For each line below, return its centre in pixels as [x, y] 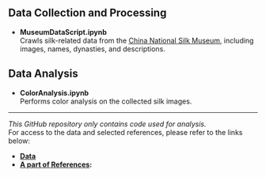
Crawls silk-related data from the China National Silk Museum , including [137, 40]
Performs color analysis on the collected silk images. [106, 101]
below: [19, 141]
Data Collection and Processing [87, 13]
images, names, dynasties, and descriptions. [93, 49]
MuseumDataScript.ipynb [63, 32]
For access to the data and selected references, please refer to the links [125, 132]
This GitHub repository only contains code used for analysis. [108, 124]
